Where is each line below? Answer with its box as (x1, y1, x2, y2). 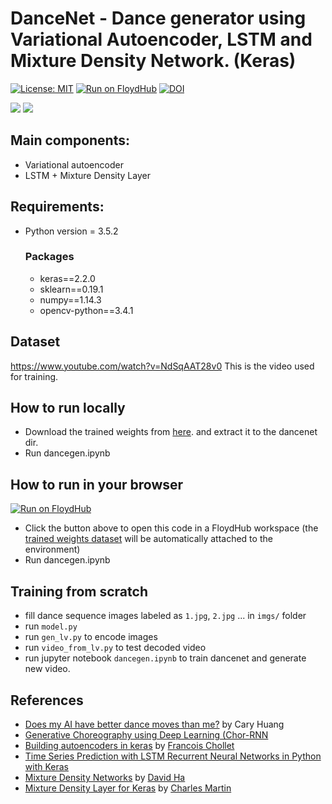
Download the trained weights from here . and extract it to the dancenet (24, 426, 318, 438)
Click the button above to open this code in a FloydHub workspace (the (24, 522, 319, 534)
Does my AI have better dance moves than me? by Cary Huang (24, 718, 285, 730)
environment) (24, 543, 81, 556)
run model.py (24, 620, 78, 632)
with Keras (24, 760, 69, 772)
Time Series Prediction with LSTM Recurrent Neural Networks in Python (24, 750, 322, 762)
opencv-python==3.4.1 (39, 304, 134, 316)
